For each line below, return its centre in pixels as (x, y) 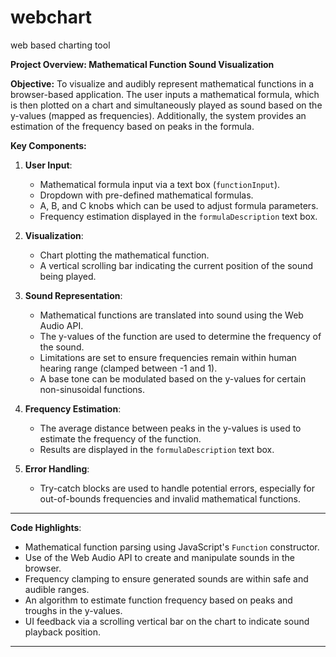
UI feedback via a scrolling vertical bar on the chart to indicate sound (167, 621)
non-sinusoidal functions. (92, 389)
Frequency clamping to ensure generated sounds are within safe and (166, 578)
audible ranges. (57, 589)
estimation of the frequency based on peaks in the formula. (132, 126)
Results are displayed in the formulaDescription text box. (157, 449)
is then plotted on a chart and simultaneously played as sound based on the (166, 105)
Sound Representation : (73, 295)
